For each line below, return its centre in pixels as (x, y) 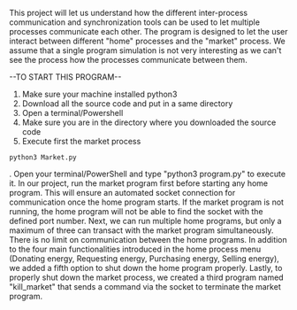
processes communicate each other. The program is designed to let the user (148, 31)
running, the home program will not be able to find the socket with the (136, 211)
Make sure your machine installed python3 (99, 94)
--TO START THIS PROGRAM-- (65, 77)
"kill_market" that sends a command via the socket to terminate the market (145, 287)
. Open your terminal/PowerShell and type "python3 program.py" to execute (147, 174)
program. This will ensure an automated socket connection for (122, 193)
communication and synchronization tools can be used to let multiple (135, 22)
